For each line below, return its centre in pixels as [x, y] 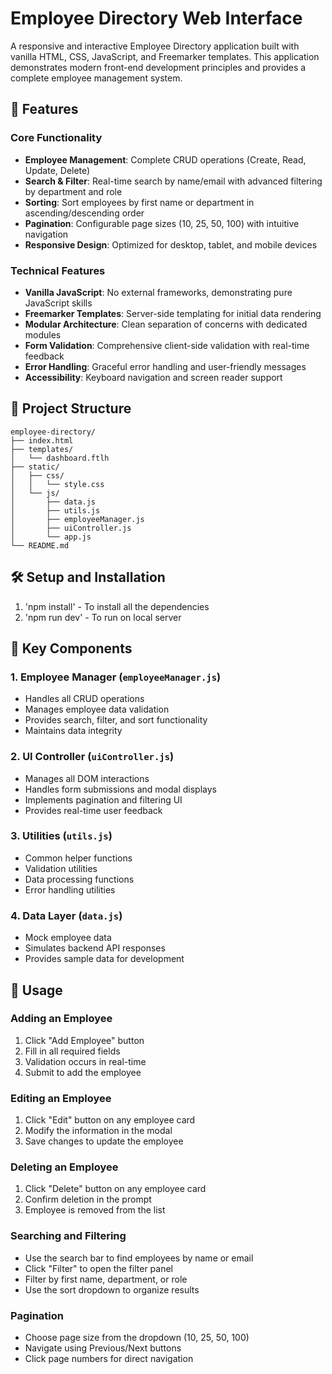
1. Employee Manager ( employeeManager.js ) [116, 677]
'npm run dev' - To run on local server [103, 617]
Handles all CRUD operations [84, 699]
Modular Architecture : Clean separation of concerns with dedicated [166, 324]
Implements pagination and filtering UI [103, 799]
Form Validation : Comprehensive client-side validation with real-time [167, 345]
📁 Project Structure [71, 408]
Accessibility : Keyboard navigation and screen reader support [153, 377]
